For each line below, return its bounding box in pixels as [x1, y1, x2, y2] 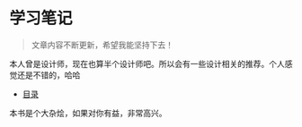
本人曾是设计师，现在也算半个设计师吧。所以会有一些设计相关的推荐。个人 [9, 58, 285, 69]
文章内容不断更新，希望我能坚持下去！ [31, 39, 173, 50]
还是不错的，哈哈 [16, 69, 81, 80]
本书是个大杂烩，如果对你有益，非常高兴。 [9, 107, 167, 118]
